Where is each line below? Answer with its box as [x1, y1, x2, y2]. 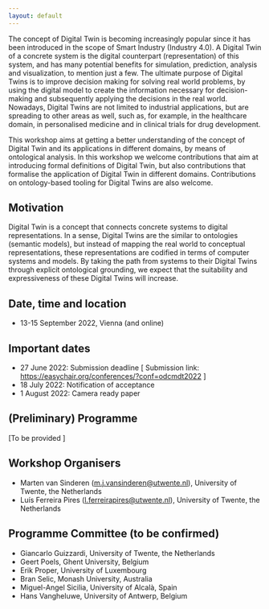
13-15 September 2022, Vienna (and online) [19, 319, 165, 328]
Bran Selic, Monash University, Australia [19, 574, 153, 583]
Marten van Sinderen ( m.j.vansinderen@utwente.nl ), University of [19, 478, 238, 488]
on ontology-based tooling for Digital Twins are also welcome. [8, 178, 214, 187]
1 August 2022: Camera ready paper [19, 389, 141, 398]
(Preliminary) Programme [8, 412, 138, 426]
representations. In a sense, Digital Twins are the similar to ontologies [8, 231, 238, 241]
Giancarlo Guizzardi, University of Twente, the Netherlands [19, 548, 215, 558]
